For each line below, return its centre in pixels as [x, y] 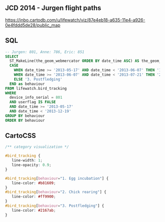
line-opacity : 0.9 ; [31, 165]
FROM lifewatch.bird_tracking [36, 88]
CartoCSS [21, 136]
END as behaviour [27, 84]
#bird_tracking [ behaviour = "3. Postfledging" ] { [55, 206]
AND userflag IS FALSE [33, 102]
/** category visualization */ [37, 147]
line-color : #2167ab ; [34, 210]
